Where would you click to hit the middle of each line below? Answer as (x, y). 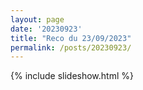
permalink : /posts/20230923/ (71, 47)
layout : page (37, 19)
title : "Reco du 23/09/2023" (71, 38)
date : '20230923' (46, 29)
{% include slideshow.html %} (72, 76)
